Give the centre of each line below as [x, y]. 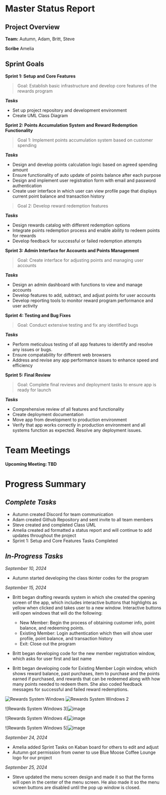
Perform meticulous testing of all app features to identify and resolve [83, 344]
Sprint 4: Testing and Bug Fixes [38, 315]
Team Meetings [38, 450]
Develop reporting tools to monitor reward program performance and [83, 300]
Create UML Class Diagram [40, 115]
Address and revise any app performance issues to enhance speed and [85, 360]
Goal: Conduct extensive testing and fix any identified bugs [78, 325]
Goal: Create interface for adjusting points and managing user [80, 260]
